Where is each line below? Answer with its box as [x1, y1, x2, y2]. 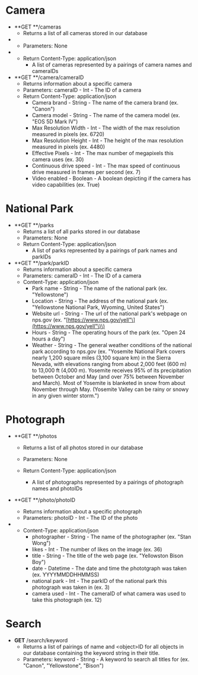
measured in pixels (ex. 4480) [31, 143, 106, 150]
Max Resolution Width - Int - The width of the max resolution [31, 124, 180, 131]
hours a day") [31, 335, 66, 342]
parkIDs [31, 253, 52, 260]
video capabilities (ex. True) [31, 181, 100, 188]
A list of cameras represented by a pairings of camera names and [31, 61, 192, 68]
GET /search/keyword [14, 636, 68, 644]
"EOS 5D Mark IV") [31, 118, 78, 125]
